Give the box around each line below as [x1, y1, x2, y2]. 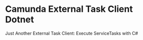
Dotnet [5, 14, 34, 25]
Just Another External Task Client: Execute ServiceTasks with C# [5, 30, 139, 36]
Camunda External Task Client [5, 3, 133, 15]
